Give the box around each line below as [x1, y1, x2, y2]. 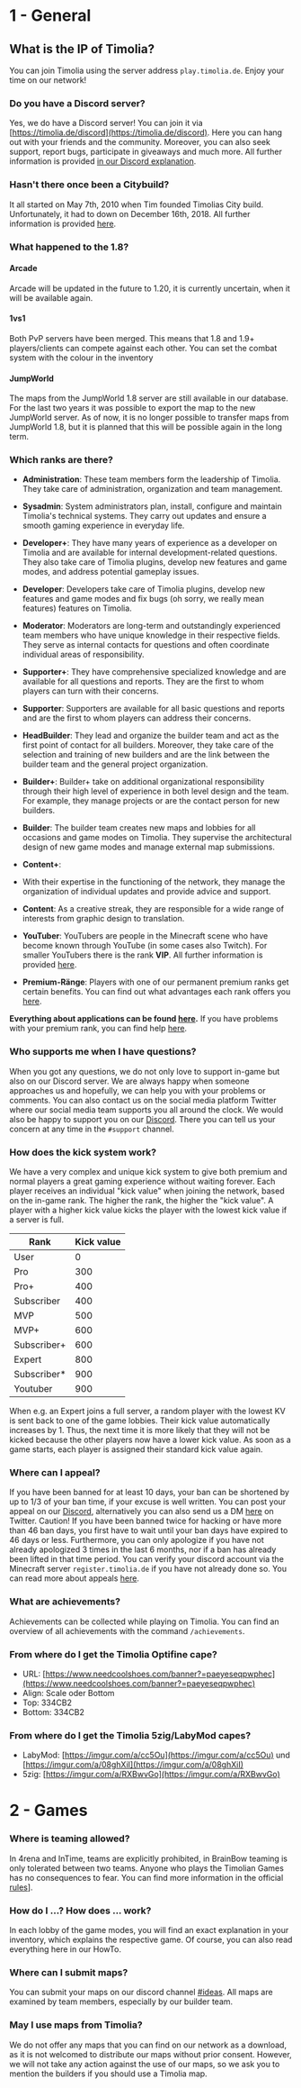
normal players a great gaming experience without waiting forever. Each [9, 1176, 276, 1187]
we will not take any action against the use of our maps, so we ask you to [9, 2058, 280, 2069]
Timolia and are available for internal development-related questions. [22, 547, 278, 558]
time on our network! [9, 75, 87, 86]
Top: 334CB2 [22, 1697, 72, 1708]
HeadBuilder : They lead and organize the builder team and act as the [22, 731, 279, 741]
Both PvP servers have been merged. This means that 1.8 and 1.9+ [9, 332, 255, 343]
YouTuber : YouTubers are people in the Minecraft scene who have [22, 931, 269, 941]
